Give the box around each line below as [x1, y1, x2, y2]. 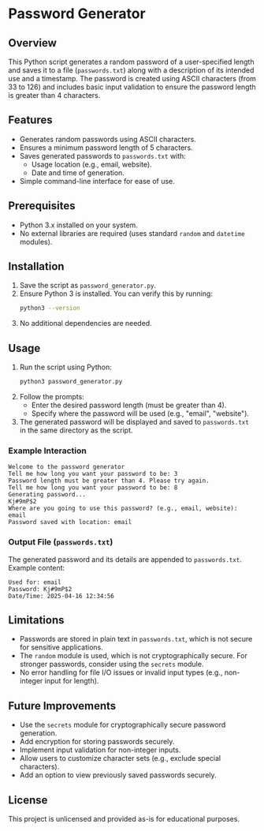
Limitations [8, 613, 65, 627]
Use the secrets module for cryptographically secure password [19, 720, 226, 730]
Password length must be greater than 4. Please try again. [8, 477, 210, 485]
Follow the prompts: [19, 392, 84, 401]
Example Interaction [8, 445, 87, 456]
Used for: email [8, 578, 61, 586]
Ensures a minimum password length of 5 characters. [19, 143, 193, 152]
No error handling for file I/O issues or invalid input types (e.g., [19, 668, 223, 677]
